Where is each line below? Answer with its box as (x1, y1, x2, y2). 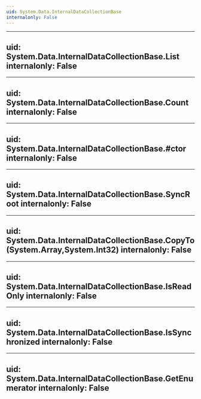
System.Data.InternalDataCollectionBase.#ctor (6, 143, 187, 153)
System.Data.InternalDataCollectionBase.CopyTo (6, 235, 195, 246)
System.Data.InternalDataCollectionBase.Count (6, 97, 189, 108)
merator (6, 383, 37, 393)
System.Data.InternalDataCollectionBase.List (6, 52, 180, 62)
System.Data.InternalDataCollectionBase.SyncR (6, 189, 190, 199)
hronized (6, 337, 41, 347)
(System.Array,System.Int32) (6, 245, 120, 255)
